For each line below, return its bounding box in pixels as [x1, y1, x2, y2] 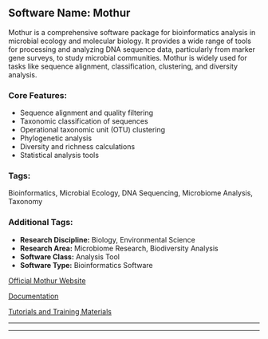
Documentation [8, 291, 59, 301]
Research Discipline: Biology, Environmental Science [19, 235, 195, 244]
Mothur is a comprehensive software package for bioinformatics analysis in [8, 27, 256, 37]
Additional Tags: [8, 217, 73, 228]
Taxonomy [8, 197, 43, 207]
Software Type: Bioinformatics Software [19, 260, 153, 270]
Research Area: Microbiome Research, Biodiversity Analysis [19, 243, 219, 253]
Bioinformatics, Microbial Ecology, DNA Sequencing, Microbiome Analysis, [8, 188, 254, 198]
